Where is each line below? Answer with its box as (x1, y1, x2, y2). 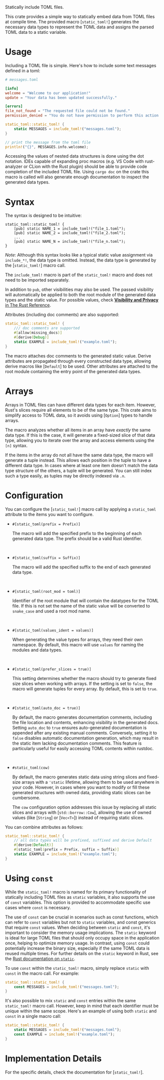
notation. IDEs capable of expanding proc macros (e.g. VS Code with (5, 159, 144, 164)
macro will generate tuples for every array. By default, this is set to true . (12, 685, 158, 692)
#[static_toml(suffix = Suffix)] (12, 555, 81, 560)
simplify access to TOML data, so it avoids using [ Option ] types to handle (5, 412, 153, 418)
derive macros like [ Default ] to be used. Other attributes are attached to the (5, 363, 158, 369)
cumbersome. (12, 795, 41, 800)
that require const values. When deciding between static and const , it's (5, 924, 150, 930)
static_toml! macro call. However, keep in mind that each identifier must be (5, 1003, 159, 1009)
